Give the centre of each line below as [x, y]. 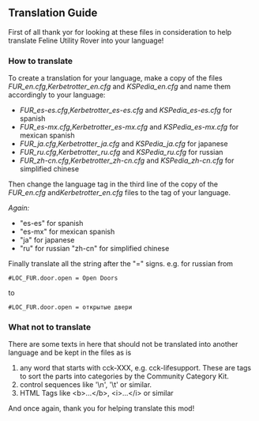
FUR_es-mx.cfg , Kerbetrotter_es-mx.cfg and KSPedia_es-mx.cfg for [129, 127]
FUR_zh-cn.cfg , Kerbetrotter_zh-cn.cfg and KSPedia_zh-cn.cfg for [127, 160]
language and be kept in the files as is [70, 353]
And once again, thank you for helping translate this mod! [101, 408]
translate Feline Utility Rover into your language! [86, 40]
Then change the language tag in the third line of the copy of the [113, 184]
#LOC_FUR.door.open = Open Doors [63, 278]
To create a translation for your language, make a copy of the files [115, 78]
